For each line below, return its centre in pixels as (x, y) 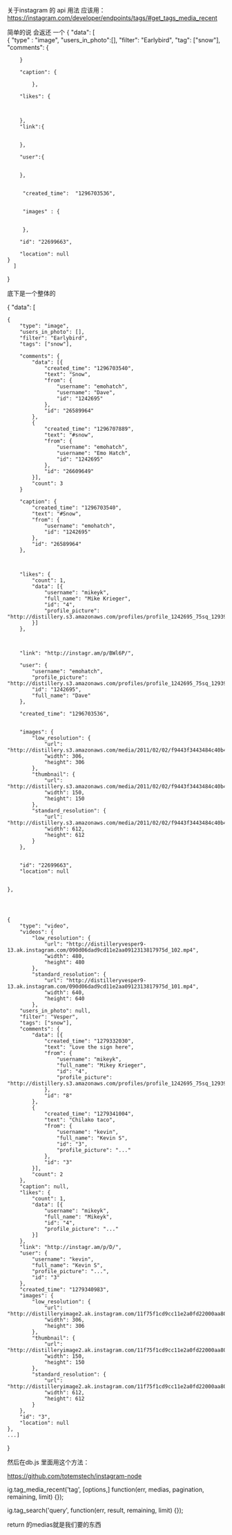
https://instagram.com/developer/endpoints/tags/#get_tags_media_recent (112, 18)
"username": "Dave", (86, 393)
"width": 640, (64, 993)
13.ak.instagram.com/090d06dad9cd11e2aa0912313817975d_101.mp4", (103, 986)
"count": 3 (48, 483)
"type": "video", (45, 926)
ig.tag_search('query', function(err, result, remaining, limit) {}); (95, 1510)
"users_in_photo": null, (55, 1011)
